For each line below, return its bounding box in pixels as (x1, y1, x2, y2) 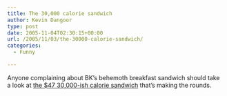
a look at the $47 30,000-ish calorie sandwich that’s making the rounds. (7, 81, 212, 89)
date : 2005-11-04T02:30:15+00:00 (7, 29, 103, 37)
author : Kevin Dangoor (7, 17, 72, 23)
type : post (7, 23, 39, 30)
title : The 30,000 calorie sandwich (7, 10, 112, 17)
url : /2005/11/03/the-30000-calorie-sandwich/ (7, 36, 144, 43)
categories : (7, 42, 41, 49)
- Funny (13, 49, 36, 56)
